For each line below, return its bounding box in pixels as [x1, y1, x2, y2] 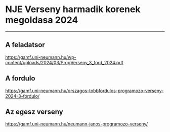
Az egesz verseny [5, 107, 63, 116]
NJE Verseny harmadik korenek [5, 4, 141, 15]
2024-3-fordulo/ [5, 93, 39, 99]
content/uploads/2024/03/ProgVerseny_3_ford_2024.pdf [5, 59, 124, 65]
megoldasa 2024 [5, 14, 78, 26]
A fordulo [5, 74, 35, 83]
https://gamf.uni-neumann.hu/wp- [5, 54, 77, 60]
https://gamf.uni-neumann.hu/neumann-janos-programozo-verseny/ [5, 121, 148, 127]
